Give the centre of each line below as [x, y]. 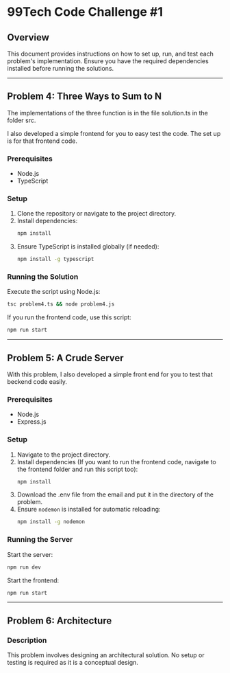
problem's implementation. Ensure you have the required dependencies [108, 61]
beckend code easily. [37, 382]
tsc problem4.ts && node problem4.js [61, 304]
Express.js [31, 422]
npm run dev [24, 567]
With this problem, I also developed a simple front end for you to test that [110, 374]
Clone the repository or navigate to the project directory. [97, 214]
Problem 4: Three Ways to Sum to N [85, 96]
